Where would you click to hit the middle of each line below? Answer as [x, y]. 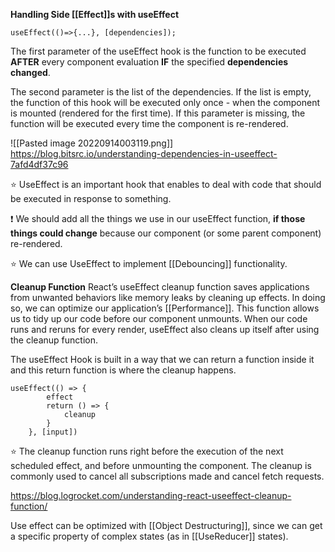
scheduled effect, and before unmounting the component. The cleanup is [161, 465]
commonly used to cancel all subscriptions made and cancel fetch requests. [167, 476]
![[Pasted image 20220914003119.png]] [92, 143]
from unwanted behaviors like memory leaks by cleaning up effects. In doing [168, 297]
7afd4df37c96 [39, 164]
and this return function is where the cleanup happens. [123, 370]
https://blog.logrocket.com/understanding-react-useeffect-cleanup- [151, 495]
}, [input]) [53, 432]
